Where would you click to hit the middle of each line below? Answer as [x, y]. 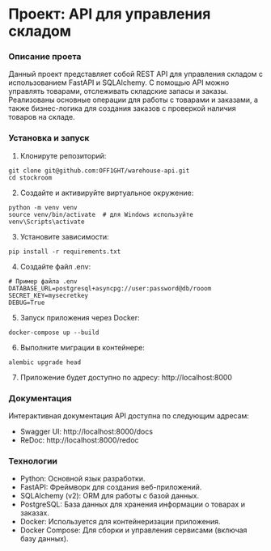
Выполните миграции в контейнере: [83, 347]
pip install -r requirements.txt [65, 252]
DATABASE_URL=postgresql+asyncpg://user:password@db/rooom [110, 288]
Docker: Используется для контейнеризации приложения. [120, 522]
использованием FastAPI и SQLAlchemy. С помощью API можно [119, 83]
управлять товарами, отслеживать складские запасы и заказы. [119, 91]
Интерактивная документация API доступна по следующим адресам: [129, 416]
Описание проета [45, 57]
